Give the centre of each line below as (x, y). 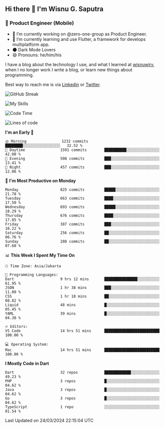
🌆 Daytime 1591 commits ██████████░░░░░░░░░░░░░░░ (82, 150)
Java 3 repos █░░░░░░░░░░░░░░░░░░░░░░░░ (82, 390)
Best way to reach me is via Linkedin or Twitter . (53, 84)
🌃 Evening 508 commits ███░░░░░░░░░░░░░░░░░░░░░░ (82, 158)
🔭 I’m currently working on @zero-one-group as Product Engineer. (80, 34)
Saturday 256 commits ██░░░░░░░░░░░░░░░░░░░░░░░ (82, 233)
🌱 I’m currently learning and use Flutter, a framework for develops (79, 39)
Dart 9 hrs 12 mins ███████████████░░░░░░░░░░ (82, 279)
